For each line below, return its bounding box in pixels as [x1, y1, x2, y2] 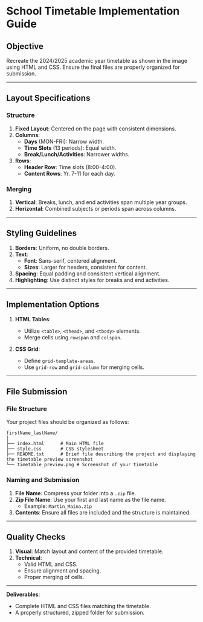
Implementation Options [6, 300, 100, 310]
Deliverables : [6, 591, 40, 598]
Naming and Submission [6, 476, 80, 484]
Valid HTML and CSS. [24, 560, 78, 568]
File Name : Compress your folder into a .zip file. [14, 489, 137, 496]
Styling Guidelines [6, 228, 77, 239]
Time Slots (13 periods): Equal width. [24, 144, 117, 152]
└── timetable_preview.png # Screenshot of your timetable [6, 462, 158, 468]
